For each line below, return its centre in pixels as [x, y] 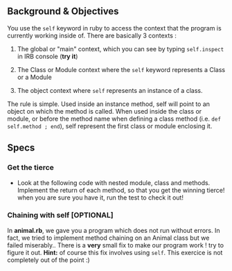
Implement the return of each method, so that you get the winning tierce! [121, 190]
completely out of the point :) [48, 260]
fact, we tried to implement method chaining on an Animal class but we [108, 238]
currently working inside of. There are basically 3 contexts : [92, 35]
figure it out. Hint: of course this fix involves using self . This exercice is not [115, 252]
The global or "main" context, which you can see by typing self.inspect [121, 49]
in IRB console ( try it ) [47, 56]
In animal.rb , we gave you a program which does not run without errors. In [114, 230]
